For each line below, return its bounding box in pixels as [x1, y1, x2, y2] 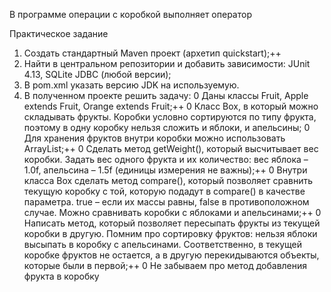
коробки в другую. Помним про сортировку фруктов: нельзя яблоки [23, 228, 318, 239]
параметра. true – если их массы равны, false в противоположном [23, 196, 310, 208]
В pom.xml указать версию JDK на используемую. [23, 79, 240, 91]
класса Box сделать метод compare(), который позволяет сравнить [23, 175, 314, 186]
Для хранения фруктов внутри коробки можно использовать [23, 132, 286, 144]
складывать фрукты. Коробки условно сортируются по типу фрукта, [23, 111, 317, 123]
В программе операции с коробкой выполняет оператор [9, 9, 252, 20]
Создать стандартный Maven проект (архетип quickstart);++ [23, 47, 282, 59]
